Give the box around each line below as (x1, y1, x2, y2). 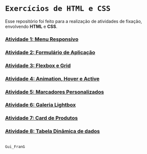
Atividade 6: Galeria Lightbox (5, 102, 76, 108)
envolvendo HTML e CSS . (5, 24, 58, 29)
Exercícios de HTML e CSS (5, 4, 111, 13)
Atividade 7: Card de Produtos (5, 115, 78, 122)
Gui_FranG (5, 144, 25, 149)
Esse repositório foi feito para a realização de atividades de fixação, (5, 18, 142, 24)
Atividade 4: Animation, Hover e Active (5, 75, 99, 82)
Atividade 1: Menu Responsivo (5, 36, 78, 43)
